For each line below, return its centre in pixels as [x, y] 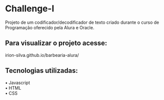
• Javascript [18, 83]
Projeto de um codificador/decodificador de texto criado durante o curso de [82, 22]
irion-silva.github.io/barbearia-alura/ [42, 55]
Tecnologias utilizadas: [41, 71]
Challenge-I [30, 9]
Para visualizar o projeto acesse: [56, 43]
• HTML [13, 88]
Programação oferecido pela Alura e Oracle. [50, 27]
